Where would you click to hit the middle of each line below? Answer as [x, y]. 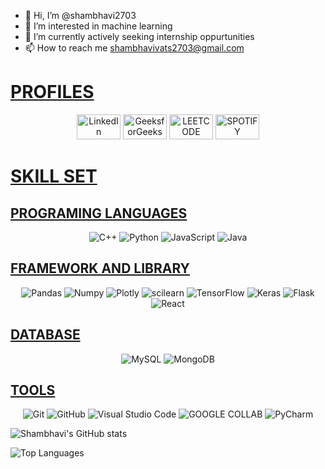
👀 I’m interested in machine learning [98, 26]
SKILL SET [54, 176]
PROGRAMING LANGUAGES [99, 213]
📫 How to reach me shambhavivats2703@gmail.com [134, 48]
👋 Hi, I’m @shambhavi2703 [80, 15]
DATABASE [45, 335]
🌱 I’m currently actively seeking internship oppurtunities [139, 36]
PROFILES [52, 92]
